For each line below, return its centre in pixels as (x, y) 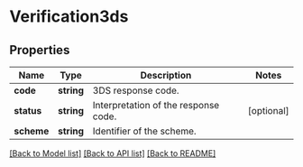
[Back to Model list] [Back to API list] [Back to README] (113, 153)
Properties (40, 50)
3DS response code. (136, 90)
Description (166, 75)
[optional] (268, 111)
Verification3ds (69, 17)
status (28, 111)
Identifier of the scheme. (144, 131)
